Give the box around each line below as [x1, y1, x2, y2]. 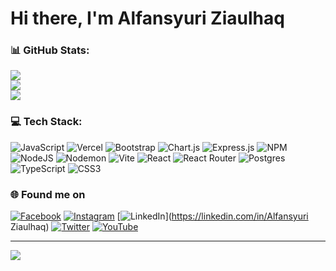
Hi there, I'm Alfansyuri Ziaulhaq [10, 7, 285, 30]
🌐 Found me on [10, 187, 86, 201]
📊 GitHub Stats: [10, 43, 90, 57]
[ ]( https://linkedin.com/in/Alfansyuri [116, 210, 309, 222]
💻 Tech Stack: [10, 115, 83, 129]
